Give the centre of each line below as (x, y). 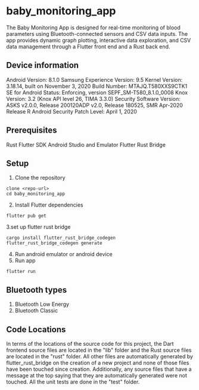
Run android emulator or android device (63, 254)
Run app (25, 260)
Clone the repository (40, 178)
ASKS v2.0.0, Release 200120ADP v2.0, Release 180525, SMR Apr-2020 (95, 105)
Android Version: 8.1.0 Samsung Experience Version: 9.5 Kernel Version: (94, 79)
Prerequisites (32, 130)
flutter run (21, 272)
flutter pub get (26, 216)
